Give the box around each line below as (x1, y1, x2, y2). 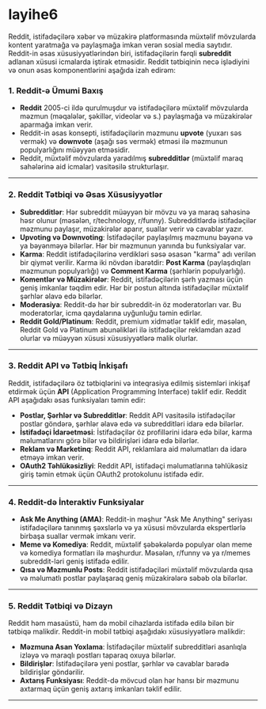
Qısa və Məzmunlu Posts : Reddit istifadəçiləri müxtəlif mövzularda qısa (19, 565, 253, 574)
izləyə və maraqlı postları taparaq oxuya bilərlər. (19, 650, 177, 660)
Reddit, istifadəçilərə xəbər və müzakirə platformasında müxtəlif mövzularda (8, 32, 256, 41)
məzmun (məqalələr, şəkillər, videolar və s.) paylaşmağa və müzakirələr (19, 112, 253, 121)
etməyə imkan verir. (19, 453, 85, 462)
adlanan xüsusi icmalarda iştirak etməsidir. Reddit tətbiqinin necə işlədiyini (8, 57, 250, 66)
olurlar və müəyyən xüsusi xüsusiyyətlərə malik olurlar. (19, 333, 199, 343)
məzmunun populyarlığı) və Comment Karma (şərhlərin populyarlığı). (19, 266, 246, 275)
